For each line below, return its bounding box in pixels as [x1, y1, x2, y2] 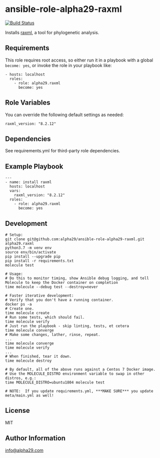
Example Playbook [5, 162, 63, 171]
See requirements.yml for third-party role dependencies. [5, 148, 120, 154]
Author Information [5, 434, 66, 443]
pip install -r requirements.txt [5, 259, 74, 263]
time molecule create [5, 311, 50, 316]
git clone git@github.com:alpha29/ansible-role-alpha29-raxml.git [5, 237, 145, 242]
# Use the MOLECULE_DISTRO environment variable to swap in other [5, 371, 145, 376]
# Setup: [5, 232, 23, 237]
